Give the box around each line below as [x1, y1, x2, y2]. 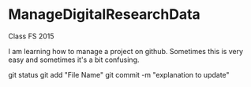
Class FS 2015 [8, 31, 54, 41]
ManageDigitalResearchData [8, 5, 201, 24]
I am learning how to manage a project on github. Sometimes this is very [8, 46, 243, 56]
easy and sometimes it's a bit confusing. [8, 55, 140, 64]
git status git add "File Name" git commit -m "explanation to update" [8, 70, 230, 79]
